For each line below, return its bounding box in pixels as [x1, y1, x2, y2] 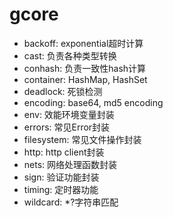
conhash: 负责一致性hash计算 [23, 62, 147, 74]
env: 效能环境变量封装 [23, 108, 115, 120]
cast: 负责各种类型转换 [23, 49, 117, 62]
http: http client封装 [23, 146, 105, 158]
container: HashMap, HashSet [23, 73, 148, 85]
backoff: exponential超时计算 [23, 37, 144, 49]
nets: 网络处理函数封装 [23, 158, 118, 170]
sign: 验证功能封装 [23, 171, 100, 183]
